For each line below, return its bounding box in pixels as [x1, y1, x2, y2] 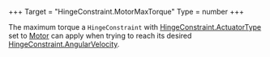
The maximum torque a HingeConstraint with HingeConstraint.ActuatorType [8, 22, 262, 31]
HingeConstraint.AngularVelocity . [8, 39, 120, 49]
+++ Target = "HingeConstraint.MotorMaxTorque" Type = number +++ [8, 7, 245, 16]
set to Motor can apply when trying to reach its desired [8, 31, 192, 40]
